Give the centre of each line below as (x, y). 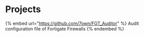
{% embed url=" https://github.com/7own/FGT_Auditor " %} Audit (72, 23)
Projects (23, 9)
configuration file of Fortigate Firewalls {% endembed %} (65, 28)
